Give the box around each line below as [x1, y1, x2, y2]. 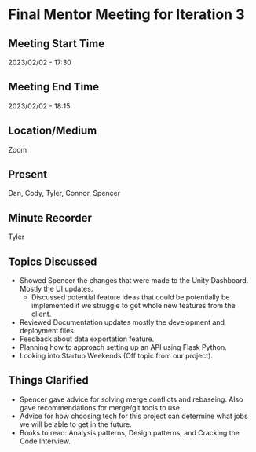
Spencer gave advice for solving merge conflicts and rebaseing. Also [19, 395, 243, 404]
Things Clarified [8, 373, 89, 387]
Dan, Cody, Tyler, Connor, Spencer [8, 189, 121, 198]
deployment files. [19, 326, 76, 336]
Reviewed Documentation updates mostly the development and [19, 318, 225, 327]
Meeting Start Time [8, 37, 105, 50]
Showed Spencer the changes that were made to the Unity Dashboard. [19, 276, 249, 285]
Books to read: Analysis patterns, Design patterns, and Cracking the [19, 428, 240, 437]
